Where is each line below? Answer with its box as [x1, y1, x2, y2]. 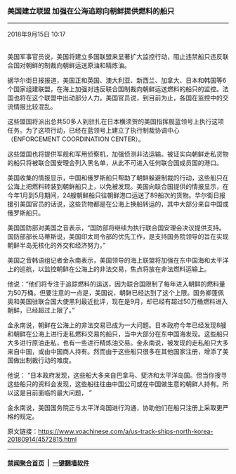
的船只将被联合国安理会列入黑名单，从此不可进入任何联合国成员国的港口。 [7, 159, 223, 167]
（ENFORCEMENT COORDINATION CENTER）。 [7, 135, 145, 143]
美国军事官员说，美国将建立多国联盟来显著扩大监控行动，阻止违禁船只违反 [7, 53, 223, 61]
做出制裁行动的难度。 [13, 356, 75, 364]
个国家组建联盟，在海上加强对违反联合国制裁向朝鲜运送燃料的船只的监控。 [7, 85, 223, 93]
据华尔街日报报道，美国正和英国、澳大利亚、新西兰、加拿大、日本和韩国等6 [7, 76, 227, 85]
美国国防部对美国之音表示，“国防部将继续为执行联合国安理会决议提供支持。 [7, 223, 226, 232]
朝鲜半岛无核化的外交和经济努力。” [7, 241, 106, 250]
